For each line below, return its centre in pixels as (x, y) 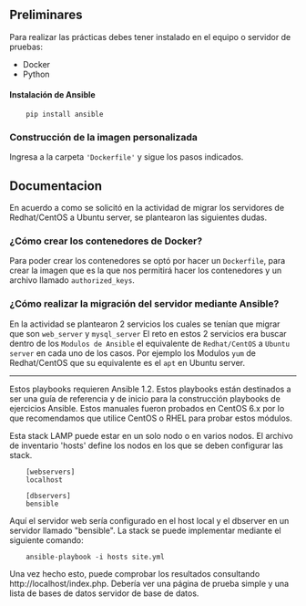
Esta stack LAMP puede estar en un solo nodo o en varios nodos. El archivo (151, 435)
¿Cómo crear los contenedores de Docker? (106, 241)
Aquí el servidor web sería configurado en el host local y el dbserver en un (149, 520)
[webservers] (51, 472)
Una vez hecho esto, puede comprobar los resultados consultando (135, 573)
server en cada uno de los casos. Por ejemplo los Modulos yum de (133, 353)
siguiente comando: (46, 540)
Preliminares (46, 15)
